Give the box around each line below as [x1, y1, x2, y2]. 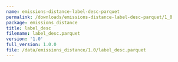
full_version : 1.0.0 [6, 42, 57, 48]
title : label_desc [6, 25, 51, 31]
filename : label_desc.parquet [6, 31, 81, 37]
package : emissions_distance [6, 19, 78, 25]
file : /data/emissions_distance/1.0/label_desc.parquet [6, 47, 146, 53]
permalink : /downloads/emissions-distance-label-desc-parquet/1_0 [6, 14, 173, 20]
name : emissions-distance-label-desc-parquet [6, 8, 120, 15]
